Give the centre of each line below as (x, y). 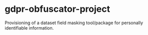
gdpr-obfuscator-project (57, 9)
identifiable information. (29, 28)
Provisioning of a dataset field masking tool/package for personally (74, 23)
